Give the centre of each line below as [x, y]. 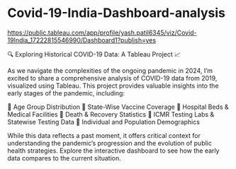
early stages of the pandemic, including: [66, 93]
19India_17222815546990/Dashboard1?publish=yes [82, 40]
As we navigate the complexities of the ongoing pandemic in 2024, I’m [110, 70]
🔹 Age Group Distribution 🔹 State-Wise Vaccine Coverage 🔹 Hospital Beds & [118, 107]
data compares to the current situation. [64, 158]
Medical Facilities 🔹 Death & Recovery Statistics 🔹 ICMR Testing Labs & [111, 114]
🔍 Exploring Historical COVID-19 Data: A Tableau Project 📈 [94, 54]
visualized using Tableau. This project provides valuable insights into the [113, 86]
